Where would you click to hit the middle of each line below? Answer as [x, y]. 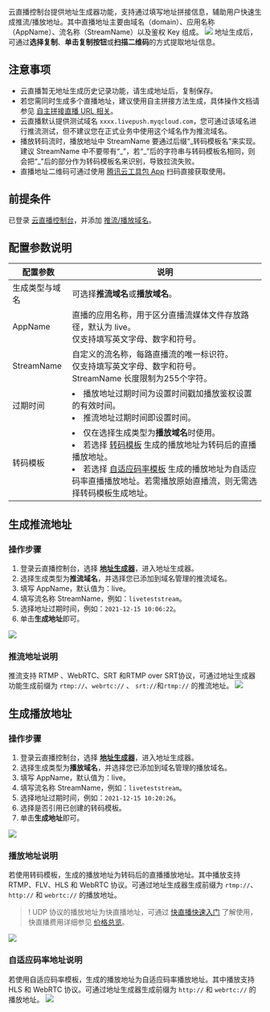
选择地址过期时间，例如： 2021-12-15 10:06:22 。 [100, 609]
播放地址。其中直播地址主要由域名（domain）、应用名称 [123, 22]
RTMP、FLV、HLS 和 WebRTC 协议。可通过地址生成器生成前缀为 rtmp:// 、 [133, 885]
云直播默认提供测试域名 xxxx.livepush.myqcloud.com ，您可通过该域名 [135, 121]
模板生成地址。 [124, 494]
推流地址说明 [33, 657]
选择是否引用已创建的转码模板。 [73, 808]
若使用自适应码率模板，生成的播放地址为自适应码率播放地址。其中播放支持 [131, 979]
